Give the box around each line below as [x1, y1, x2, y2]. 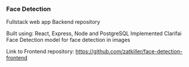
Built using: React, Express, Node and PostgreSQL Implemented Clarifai [6, 30, 182, 37]
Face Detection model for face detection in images [6, 36, 131, 44]
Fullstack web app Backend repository [6, 19, 100, 26]
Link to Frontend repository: [6, 48, 75, 55]
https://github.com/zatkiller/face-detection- [75, 48, 183, 55]
